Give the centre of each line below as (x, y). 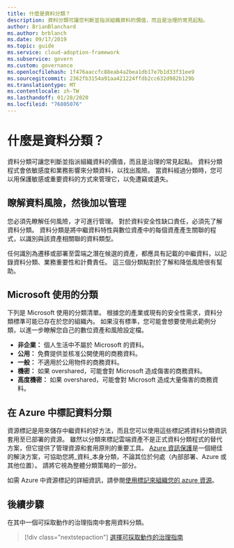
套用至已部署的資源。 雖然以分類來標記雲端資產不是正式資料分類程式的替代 (115, 439)
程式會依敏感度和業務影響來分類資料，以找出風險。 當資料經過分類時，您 (112, 170)
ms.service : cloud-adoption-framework (63, 53)
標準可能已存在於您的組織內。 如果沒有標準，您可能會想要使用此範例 (111, 322)
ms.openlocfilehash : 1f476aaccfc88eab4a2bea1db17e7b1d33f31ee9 (101, 72)
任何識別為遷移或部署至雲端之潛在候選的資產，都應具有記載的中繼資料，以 (114, 253)
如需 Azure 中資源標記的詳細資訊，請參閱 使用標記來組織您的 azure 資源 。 (112, 480)
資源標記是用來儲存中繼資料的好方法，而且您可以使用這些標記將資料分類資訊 (117, 431)
